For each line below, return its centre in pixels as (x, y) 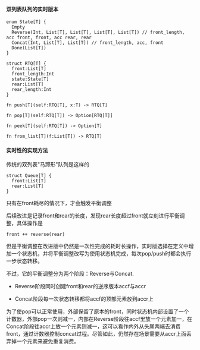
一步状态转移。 (24, 261)
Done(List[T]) (29, 48)
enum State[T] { (26, 22)
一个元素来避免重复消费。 (48, 341)
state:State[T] (30, 79)
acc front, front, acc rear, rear (49, 38)
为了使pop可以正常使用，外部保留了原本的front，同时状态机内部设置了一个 (98, 311)
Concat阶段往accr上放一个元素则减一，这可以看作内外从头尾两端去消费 (93, 326)
